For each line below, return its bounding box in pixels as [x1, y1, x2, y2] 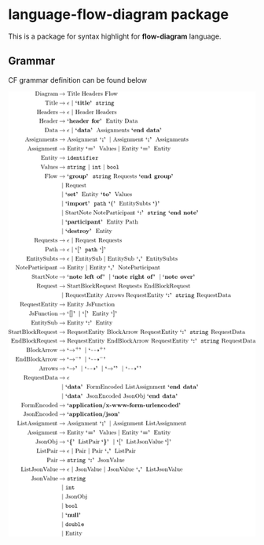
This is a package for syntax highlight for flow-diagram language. [8, 32, 222, 41]
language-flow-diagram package [8, 6, 229, 24]
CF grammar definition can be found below [8, 75, 148, 84]
